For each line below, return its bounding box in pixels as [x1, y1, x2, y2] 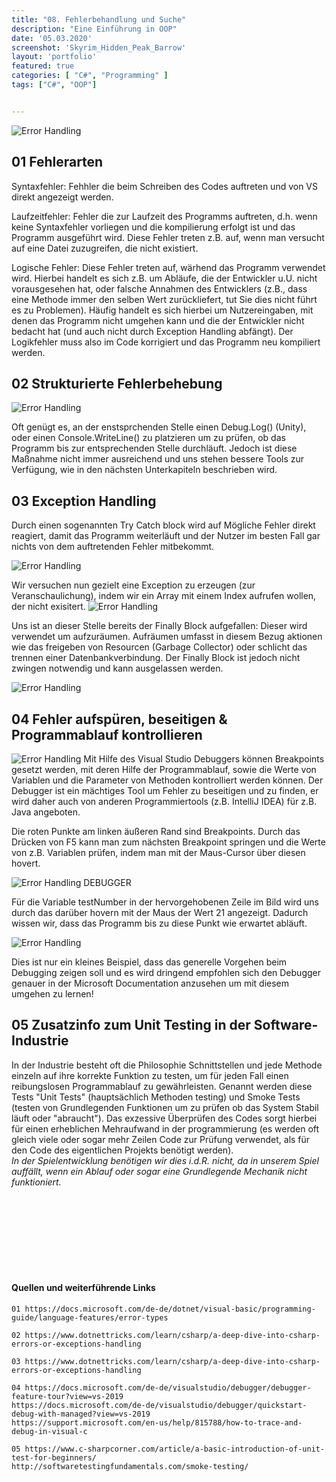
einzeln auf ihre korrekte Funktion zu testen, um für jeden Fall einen [11, 1069, 289, 1081]
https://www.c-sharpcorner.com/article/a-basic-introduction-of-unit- [24, 1444, 326, 1455]
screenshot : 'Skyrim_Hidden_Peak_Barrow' [11, 42, 187, 53]
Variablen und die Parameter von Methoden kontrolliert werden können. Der [11, 774, 324, 786]
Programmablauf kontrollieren [11, 726, 203, 743]
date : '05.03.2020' [11, 33, 93, 43]
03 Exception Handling [11, 492, 157, 510]
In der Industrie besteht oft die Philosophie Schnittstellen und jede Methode [11, 1059, 323, 1071]
